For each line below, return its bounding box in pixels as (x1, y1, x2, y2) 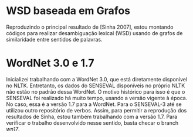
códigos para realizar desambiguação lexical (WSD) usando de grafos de (6, 29, 183, 36)
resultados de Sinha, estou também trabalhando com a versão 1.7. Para (6, 113, 178, 120)
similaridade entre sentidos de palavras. (6, 36, 103, 43)
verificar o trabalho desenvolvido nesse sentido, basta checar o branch (6, 119, 179, 126)
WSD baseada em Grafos (6, 4, 131, 18)
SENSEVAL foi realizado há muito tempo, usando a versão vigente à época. (6, 94, 188, 101)
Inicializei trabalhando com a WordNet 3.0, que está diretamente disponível (6, 76, 188, 83)
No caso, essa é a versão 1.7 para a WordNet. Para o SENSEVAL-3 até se (6, 101, 182, 108)
